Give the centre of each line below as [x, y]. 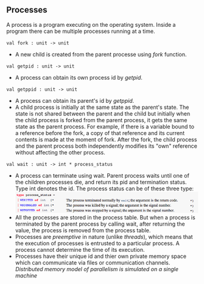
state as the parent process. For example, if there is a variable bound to [105, 126]
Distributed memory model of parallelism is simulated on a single [97, 269]
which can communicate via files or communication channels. [93, 263]
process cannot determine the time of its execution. [80, 250]
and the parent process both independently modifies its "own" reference [106, 146]
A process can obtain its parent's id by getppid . [75, 100]
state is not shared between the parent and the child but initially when [103, 113]
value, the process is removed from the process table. [83, 230]
